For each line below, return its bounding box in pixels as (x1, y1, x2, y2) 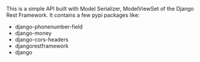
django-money (14, 29, 52, 37)
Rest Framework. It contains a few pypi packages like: (6, 11, 140, 19)
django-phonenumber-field (14, 23, 83, 30)
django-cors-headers (14, 36, 69, 43)
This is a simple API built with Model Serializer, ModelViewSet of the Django (6, 5, 195, 12)
